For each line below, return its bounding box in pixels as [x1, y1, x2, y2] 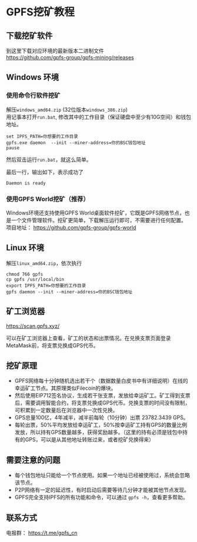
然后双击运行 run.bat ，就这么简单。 [6, 156, 92, 163]
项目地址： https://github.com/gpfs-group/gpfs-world [6, 224, 136, 231]
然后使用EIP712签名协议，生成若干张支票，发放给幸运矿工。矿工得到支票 [14, 392, 191, 399]
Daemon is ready [6, 180, 46, 186]
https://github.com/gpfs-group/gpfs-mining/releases [6, 54, 134, 61]
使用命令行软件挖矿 [6, 92, 61, 100]
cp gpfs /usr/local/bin [6, 276, 65, 282]
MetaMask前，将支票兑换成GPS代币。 [6, 342, 99, 349]
